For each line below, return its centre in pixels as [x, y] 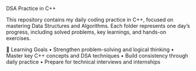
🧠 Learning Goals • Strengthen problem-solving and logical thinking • [90, 49]
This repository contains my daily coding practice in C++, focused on [90, 19]
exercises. [18, 38]
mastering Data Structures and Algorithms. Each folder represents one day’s [98, 26]
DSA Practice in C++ [31, 8]
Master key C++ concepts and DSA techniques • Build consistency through [97, 56]
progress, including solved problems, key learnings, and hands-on [86, 32]
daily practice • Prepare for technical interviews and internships [83, 62]
